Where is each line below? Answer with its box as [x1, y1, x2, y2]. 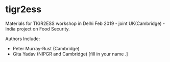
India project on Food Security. [5, 25, 70, 32]
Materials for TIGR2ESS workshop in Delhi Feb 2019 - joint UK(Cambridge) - [5, 20, 165, 26]
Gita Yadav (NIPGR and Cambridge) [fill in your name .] [12, 51, 128, 57]
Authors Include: [5, 36, 40, 42]
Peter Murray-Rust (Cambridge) [12, 45, 80, 51]
